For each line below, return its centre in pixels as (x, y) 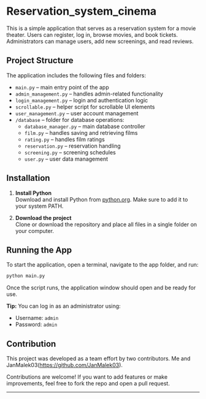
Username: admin (37, 318)
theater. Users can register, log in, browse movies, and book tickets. (92, 34)
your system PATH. (39, 206)
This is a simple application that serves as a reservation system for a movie (101, 28)
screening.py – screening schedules (70, 152)
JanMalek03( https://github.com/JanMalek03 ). (65, 365)
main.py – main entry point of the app (62, 87)
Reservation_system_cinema (82, 11)
